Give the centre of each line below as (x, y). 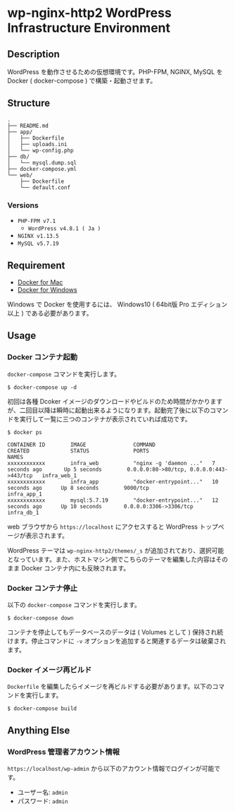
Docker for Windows (47, 289)
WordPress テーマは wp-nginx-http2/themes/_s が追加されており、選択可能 (116, 550)
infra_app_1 (25, 494)
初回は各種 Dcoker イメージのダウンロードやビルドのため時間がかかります (115, 401)
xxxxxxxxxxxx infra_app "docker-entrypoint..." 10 (113, 481)
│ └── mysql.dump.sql (42, 163)
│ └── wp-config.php (40, 150)
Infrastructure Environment (89, 28)
